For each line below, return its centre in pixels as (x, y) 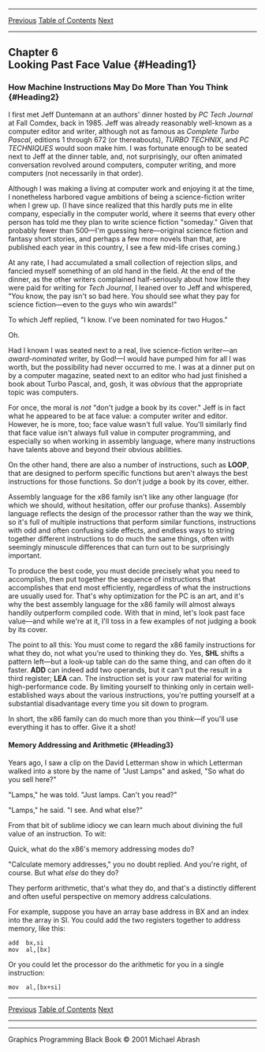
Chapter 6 (34, 52)
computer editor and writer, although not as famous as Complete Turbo (123, 131)
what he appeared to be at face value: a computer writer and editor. (118, 416)
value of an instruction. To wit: (57, 833)
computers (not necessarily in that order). (76, 173)
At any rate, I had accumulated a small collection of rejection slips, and (123, 262)
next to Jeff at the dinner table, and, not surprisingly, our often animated (125, 156)
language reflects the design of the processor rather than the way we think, (131, 513)
